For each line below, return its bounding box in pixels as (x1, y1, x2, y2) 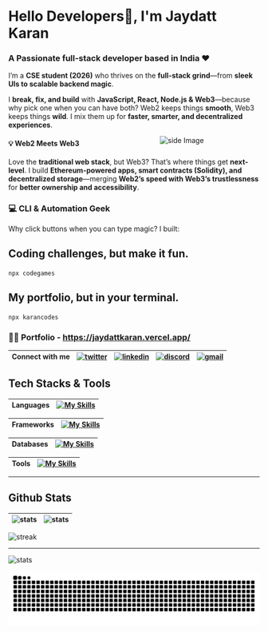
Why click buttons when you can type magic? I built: (8, 224, 180, 233)
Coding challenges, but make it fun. (8, 247, 189, 260)
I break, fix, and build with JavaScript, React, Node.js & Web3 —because (8, 95, 250, 105)
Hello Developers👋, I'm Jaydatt (8, 7, 217, 26)
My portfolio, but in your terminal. (8, 291, 179, 304)
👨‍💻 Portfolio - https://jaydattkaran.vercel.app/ (8, 332, 191, 343)
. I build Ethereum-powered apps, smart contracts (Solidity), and (24, 165, 242, 175)
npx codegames (8, 269, 56, 277)
